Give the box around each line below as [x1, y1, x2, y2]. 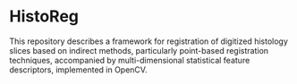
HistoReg [9, 6, 79, 27]
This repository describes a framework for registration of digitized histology [9, 36, 289, 46]
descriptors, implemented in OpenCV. [9, 64, 148, 75]
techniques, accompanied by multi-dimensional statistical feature [9, 55, 250, 65]
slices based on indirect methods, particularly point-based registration [9, 45, 269, 55]
